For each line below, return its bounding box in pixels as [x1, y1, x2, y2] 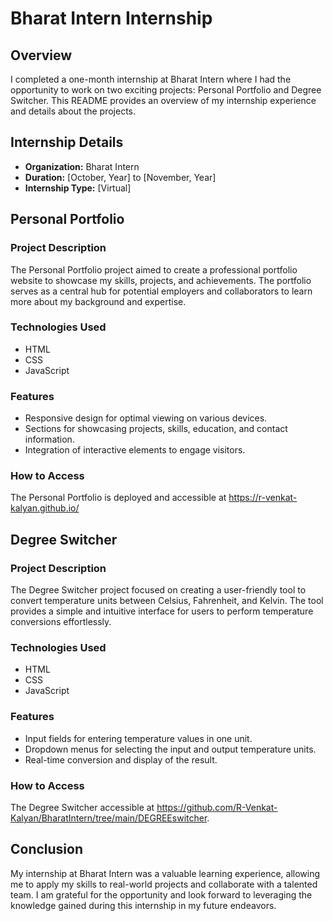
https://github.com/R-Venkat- [156, 801, 278, 813]
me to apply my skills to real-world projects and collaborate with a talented [10, 878, 318, 890]
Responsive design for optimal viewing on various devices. [24, 412, 268, 424]
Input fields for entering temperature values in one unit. [24, 732, 253, 744]
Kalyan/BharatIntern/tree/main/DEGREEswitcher [10, 812, 208, 824]
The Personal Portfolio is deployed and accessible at [10, 492, 227, 504]
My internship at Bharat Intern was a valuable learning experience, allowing [10, 867, 321, 879]
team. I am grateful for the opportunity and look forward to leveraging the [10, 888, 313, 901]
